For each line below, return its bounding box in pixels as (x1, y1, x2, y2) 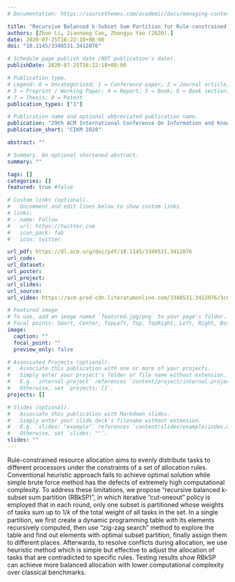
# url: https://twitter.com (7, 223, 96, 230)
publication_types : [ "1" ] (7, 100, 83, 107)
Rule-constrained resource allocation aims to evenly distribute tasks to (7, 456, 211, 464)
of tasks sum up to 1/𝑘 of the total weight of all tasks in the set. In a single (7, 508, 218, 516)
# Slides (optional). (7, 404, 71, 411)
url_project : (7, 275, 45, 282)
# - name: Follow (7, 216, 58, 223)
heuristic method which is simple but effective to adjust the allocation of (7, 545, 215, 554)
